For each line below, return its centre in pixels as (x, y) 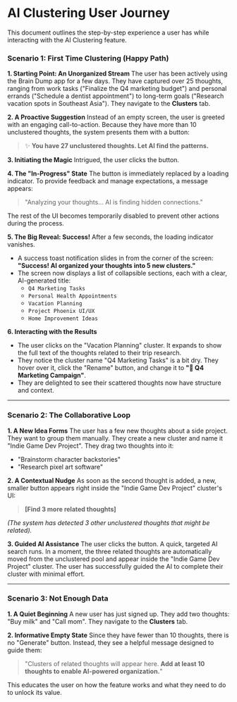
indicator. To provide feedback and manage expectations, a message (108, 181)
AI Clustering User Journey (89, 13)
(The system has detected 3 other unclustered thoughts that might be (109, 522)
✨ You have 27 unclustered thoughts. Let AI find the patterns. (117, 146)
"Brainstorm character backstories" (69, 459)
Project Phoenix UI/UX (61, 312)
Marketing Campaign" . (52, 376)
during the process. (36, 223)
